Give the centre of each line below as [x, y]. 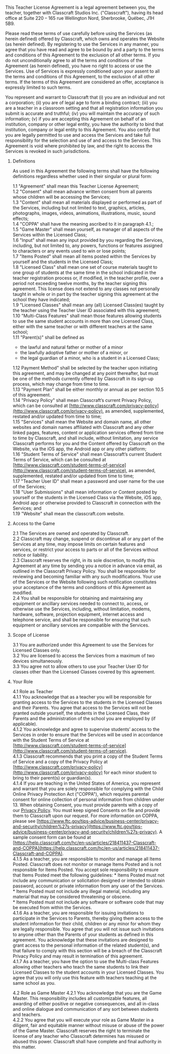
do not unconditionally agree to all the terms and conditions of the [74, 60]
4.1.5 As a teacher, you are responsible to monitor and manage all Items [87, 859]
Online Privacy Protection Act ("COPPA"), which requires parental [81, 794]
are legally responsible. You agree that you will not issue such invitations [88, 929]
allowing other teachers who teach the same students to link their [81, 967]
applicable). [25, 724]
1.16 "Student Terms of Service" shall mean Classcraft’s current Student [87, 454]
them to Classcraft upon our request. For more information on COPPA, [86, 816]
